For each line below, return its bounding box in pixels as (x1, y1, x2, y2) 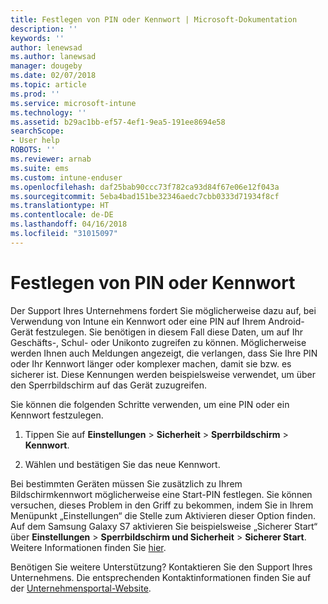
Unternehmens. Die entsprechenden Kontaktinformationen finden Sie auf (10, 571, 312, 583)
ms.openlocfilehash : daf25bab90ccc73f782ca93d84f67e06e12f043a (10, 182, 280, 192)
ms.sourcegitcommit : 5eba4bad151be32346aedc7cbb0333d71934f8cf (10, 191, 280, 201)
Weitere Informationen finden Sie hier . (10, 541, 167, 553)
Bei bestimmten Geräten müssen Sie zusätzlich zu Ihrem (10, 477, 243, 490)
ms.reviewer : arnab (10, 154, 92, 164)
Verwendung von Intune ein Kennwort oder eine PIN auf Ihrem (10, 315, 267, 327)
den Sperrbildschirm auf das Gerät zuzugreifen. (10, 379, 208, 391)
